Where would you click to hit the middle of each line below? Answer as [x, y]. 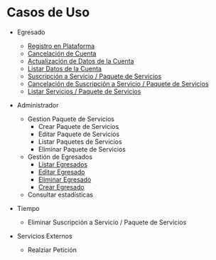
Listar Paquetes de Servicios [80, 141]
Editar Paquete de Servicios [79, 134]
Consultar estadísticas [60, 194]
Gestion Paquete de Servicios [71, 119]
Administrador [38, 105]
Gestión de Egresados [60, 157]
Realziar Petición [52, 249]
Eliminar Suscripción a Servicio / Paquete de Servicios [107, 222]
